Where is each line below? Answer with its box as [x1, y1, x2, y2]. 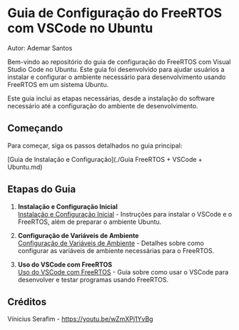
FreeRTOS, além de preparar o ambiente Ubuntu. [17, 217, 162, 226]
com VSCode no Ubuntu [7, 20, 153, 36]
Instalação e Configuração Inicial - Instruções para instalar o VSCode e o [17, 210, 233, 218]
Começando [7, 123, 63, 135]
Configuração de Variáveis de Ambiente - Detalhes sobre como [17, 239, 205, 247]
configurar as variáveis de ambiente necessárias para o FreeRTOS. [17, 246, 215, 254]
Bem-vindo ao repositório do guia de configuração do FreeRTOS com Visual [7, 57, 231, 66]
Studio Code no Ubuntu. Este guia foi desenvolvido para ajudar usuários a [7, 65, 225, 73]
